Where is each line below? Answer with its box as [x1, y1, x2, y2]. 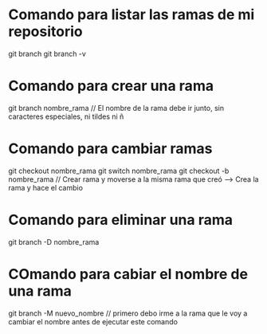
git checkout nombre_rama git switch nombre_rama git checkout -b [8, 166, 230, 175]
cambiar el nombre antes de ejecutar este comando [8, 316, 178, 326]
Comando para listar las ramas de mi [8, 6, 255, 24]
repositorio [8, 22, 83, 41]
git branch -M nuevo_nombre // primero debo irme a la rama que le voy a [8, 308, 248, 318]
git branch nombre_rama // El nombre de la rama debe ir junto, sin [8, 103, 225, 112]
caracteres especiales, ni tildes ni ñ [8, 112, 124, 121]
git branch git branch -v [8, 49, 86, 58]
